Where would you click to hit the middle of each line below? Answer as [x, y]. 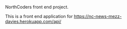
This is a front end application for [39, 16]
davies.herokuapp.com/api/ [33, 22]
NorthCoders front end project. [37, 7]
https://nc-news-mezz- [98, 16]
